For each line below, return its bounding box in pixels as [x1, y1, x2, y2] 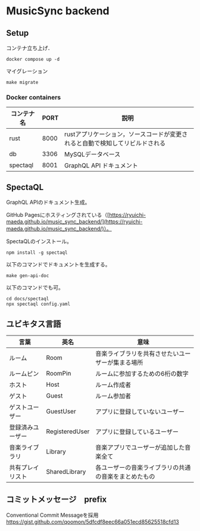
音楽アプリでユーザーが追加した [95, 443, 185, 451]
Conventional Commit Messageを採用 [6, 511, 99, 518]
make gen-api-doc [6, 273, 49, 279]
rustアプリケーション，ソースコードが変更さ [64, 130, 188, 138]
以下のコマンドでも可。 [6, 284, 64, 291]
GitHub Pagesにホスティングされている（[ [6, 212, 110, 219]
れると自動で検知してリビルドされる [64, 139, 165, 147]
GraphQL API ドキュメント [64, 162, 138, 170]
